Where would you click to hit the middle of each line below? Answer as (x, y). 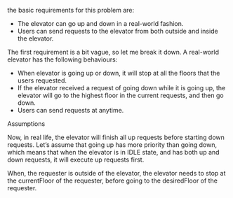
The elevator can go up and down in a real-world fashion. (100, 23)
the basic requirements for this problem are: (71, 10)
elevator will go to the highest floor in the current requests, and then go (120, 95)
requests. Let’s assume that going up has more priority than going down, (112, 145)
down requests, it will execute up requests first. (76, 160)
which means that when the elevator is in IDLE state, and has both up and (113, 152)
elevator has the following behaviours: (62, 59)
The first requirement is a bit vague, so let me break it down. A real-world (113, 52)
